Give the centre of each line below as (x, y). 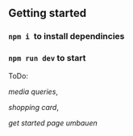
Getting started (48, 13)
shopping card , (33, 107)
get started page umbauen (53, 123)
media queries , (33, 91)
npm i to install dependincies (66, 36)
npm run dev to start (47, 58)
